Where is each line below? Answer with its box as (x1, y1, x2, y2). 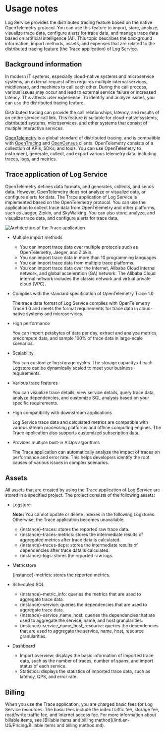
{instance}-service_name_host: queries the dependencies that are (19, 612, 155, 618)
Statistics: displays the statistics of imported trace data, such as (19, 668, 151, 674)
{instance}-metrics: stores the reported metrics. (12, 572, 111, 578)
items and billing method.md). (44, 723, 106, 729)
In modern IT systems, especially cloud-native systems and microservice (5, 73, 155, 79)
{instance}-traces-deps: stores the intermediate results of (19, 542, 138, 548)
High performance (12, 320, 50, 326)
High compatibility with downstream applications (12, 409, 112, 415)
